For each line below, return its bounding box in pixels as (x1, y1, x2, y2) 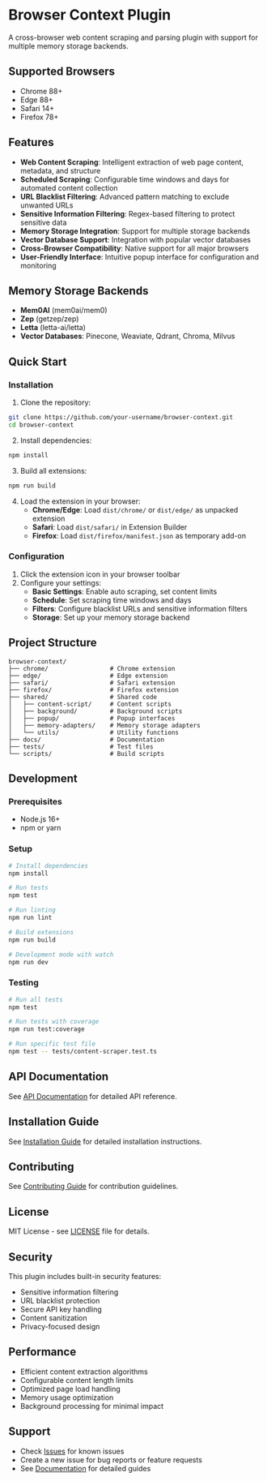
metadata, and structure (19, 165, 101, 175)
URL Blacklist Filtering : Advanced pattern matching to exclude (19, 191, 230, 201)
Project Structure (8, 636, 97, 650)
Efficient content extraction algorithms (19, 1367, 148, 1376)
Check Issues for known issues (19, 1446, 125, 1456)
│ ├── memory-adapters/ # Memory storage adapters (8, 721, 201, 729)
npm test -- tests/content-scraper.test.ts (8, 1048, 158, 1056)
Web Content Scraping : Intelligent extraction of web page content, (19, 157, 244, 167)
